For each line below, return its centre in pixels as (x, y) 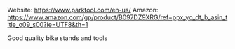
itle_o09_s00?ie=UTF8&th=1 (48, 24)
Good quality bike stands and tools (58, 38)
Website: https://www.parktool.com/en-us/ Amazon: (83, 10)
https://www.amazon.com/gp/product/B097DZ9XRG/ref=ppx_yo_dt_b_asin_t (117, 17)
